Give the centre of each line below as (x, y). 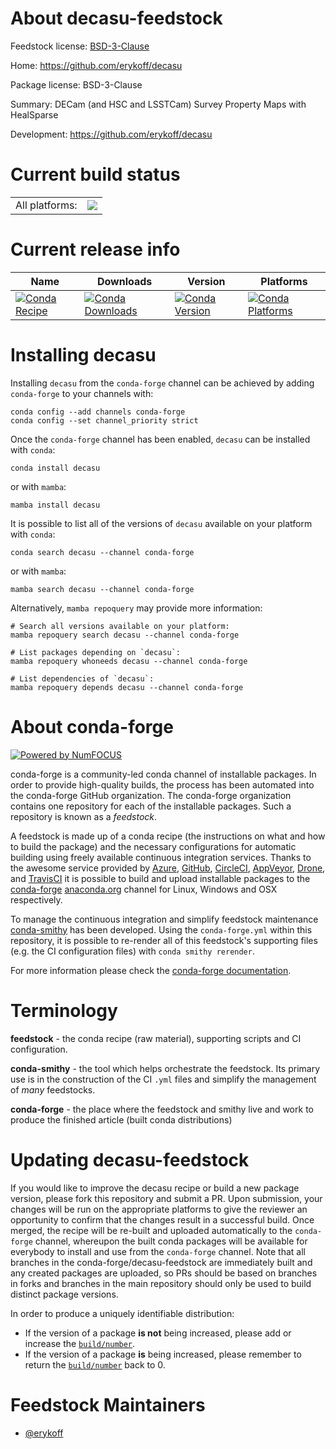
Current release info (95, 249)
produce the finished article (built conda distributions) (121, 1119)
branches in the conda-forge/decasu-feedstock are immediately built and (161, 1262)
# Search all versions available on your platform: (120, 626)
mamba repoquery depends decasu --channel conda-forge (127, 687)
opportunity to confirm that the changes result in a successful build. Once (162, 1219)
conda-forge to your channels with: (82, 393)
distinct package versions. (64, 1294)
